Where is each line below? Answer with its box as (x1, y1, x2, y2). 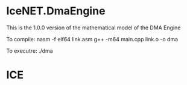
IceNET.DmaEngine (6, 4, 106, 18)
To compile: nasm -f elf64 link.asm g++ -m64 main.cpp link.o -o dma (6, 35, 179, 42)
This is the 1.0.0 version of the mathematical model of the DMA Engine (6, 24, 181, 31)
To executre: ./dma (6, 47, 53, 54)
